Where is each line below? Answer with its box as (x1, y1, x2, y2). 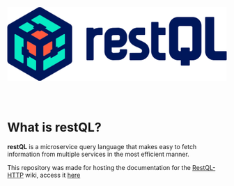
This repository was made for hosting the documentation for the (7, 163, 192, 171)
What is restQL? (7, 120, 102, 135)
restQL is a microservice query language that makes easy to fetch (7, 142, 197, 150)
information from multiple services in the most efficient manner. (7, 150, 189, 158)
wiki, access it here (25, 171, 81, 179)
